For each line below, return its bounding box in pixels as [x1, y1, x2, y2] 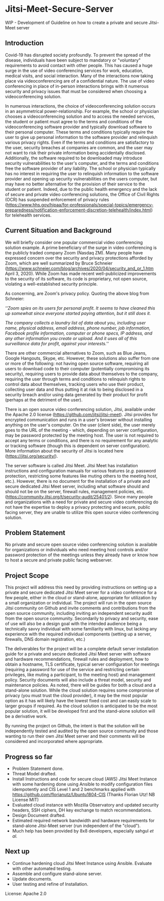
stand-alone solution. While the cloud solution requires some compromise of [5, 687, 160, 693]
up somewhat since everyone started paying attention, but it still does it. [5, 310, 151, 316]
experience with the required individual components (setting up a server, [5, 631, 152, 637]
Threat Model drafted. [12, 771, 57, 776]
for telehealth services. [5, 212, 52, 218]
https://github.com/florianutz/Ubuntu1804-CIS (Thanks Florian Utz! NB [12, 791, 155, 797]
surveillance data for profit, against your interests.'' [5, 340, 109, 346]
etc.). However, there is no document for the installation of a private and [5, 478, 150, 484]
